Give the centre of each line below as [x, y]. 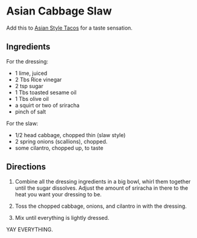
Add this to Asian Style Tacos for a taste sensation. [69, 28]
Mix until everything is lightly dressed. [62, 217]
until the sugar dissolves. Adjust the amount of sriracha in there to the [102, 188]
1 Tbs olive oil [32, 98]
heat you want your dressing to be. [58, 194]
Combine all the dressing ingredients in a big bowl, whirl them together [103, 181]
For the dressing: [27, 61]
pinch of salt [30, 111]
